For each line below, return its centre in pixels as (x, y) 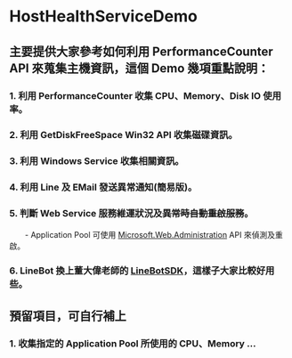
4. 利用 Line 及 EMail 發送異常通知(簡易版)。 (103, 187)
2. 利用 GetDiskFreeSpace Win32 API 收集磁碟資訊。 (123, 135)
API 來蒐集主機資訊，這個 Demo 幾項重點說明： (139, 68)
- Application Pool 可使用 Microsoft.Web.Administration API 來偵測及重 (154, 234)
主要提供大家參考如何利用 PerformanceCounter (141, 51)
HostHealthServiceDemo (103, 16)
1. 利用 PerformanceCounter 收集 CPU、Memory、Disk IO (135, 95)
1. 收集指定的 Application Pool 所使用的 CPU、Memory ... (133, 343)
